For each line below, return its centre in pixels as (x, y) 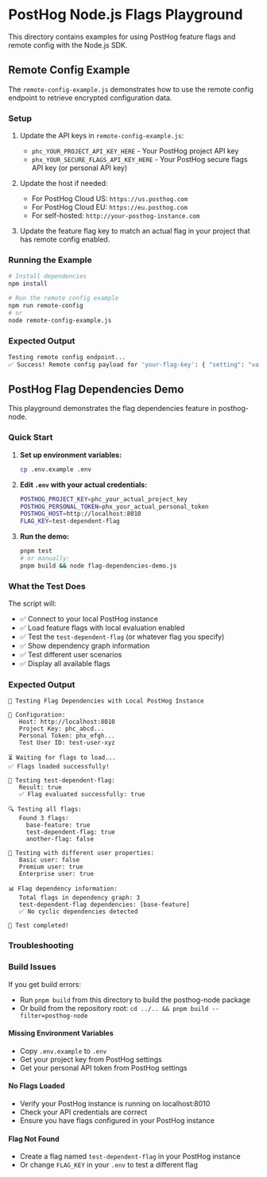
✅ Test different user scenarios (71, 655)
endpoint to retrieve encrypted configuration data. (90, 98)
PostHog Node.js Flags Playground (126, 15)
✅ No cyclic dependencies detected (78, 912)
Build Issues (33, 967)
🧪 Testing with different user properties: (81, 853)
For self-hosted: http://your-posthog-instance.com (116, 215)
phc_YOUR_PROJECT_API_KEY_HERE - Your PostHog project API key (135, 151)
